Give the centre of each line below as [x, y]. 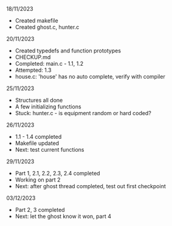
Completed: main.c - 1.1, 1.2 [49, 64]
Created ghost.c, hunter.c [47, 27]
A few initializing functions [48, 107]
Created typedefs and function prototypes [68, 51]
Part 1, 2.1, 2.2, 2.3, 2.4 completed [57, 173]
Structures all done [39, 100]
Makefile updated [37, 143]
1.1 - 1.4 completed [38, 137]
